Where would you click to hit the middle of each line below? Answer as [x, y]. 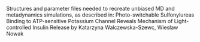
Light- [181, 21]
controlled [19, 27]
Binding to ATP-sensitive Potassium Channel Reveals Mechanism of [90, 21]
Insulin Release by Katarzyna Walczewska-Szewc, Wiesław [105, 27]
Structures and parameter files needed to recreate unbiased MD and [90, 9]
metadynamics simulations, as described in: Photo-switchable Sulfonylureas [100, 15]
